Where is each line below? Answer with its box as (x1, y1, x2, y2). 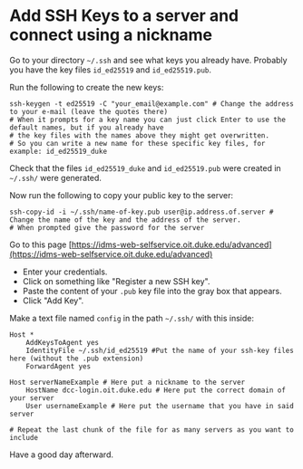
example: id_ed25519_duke (9, 147, 107, 156)
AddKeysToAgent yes (25, 338, 100, 347)
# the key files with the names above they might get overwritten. (9, 130, 270, 140)
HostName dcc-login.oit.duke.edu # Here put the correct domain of (25, 386, 286, 395)
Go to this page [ (9, 239, 73, 250)
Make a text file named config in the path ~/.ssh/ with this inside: (9, 312, 254, 323)
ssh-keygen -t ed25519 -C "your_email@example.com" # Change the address (9, 99, 295, 109)
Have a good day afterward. (9, 449, 113, 460)
